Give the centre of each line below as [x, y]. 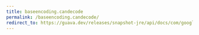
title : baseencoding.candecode [45, 12]
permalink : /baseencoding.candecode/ [53, 17]
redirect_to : [22, 23]
